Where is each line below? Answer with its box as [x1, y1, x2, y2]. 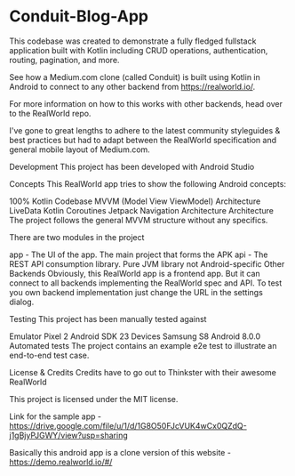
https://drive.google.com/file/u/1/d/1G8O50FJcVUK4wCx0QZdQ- [9, 420, 247, 431]
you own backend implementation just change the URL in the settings [9, 286, 264, 297]
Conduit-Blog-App [9, 6, 149, 27]
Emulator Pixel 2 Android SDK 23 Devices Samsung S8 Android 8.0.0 [9, 331, 261, 342]
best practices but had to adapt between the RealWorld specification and [9, 134, 277, 145]
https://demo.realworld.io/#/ [9, 456, 113, 467]
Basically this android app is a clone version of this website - [9, 447, 231, 457]
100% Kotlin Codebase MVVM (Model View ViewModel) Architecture [9, 196, 261, 206]
